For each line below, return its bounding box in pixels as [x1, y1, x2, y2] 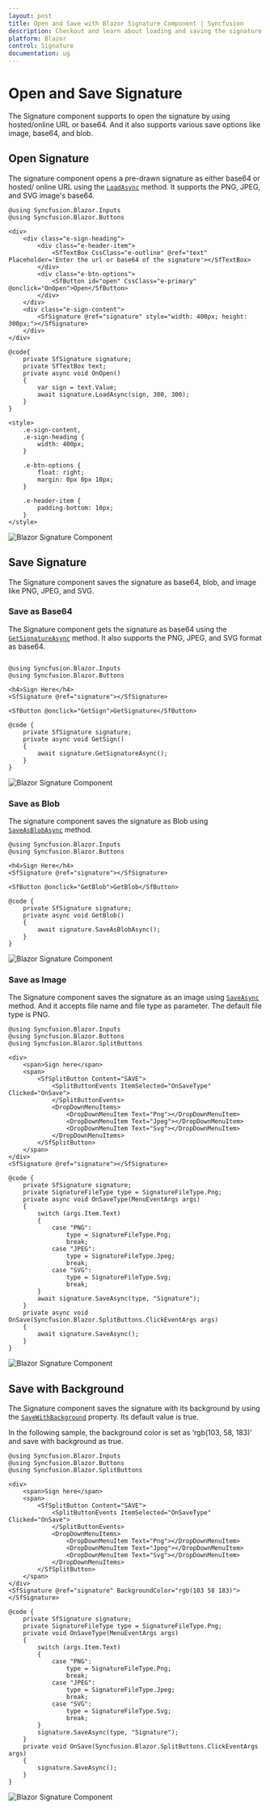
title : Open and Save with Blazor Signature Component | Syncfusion [8, 19, 244, 28]
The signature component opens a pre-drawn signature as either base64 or [8, 173, 260, 183]
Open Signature [8, 151, 90, 166]
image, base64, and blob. [8, 128, 94, 138]
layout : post [8, 11, 53, 20]
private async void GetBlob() [23, 912, 125, 920]
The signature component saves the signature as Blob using [8, 816, 209, 826]
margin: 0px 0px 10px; [37, 475, 114, 483]
